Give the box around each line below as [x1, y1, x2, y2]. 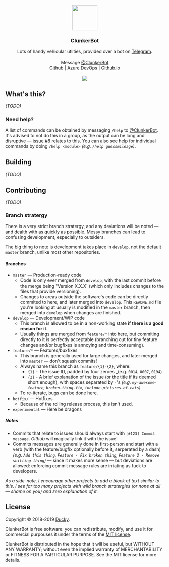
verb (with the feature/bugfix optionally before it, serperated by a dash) [12, 446, 161, 452]
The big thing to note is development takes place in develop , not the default [5, 244, 161, 250]
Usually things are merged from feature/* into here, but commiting [20, 331, 160, 337]
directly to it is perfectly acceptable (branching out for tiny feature [20, 336, 158, 343]
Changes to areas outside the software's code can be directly [20, 293, 149, 300]
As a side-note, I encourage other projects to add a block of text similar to [5, 477, 160, 484]
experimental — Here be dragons [12, 406, 82, 412]
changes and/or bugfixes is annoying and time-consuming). [20, 342, 145, 348]
